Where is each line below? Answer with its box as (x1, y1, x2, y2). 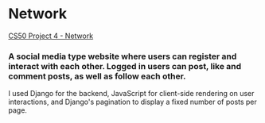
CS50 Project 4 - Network (8, 31, 94, 40)
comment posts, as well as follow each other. (8, 71, 186, 82)
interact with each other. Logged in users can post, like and (8, 60, 242, 71)
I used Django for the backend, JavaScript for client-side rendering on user (8, 89, 255, 98)
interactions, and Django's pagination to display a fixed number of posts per (8, 97, 257, 107)
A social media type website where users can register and (8, 51, 237, 62)
